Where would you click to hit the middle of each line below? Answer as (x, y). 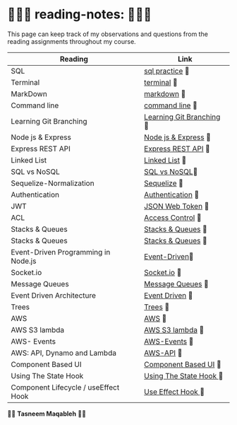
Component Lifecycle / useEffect (65, 387)
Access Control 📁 (173, 217)
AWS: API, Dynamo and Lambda (63, 353)
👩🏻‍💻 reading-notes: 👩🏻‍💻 (80, 14)
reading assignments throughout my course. (72, 41)
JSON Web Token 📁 (177, 206)
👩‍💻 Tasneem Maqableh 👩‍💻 (47, 414)
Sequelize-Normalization (53, 183)
